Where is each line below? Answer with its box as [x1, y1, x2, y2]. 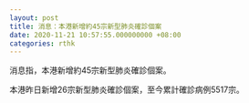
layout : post [9, 13, 59, 23]
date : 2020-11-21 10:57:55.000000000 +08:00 [9, 30, 182, 39]
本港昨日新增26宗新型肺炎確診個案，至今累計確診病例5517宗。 [9, 84, 244, 96]
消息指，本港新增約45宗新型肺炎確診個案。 [9, 65, 171, 76]
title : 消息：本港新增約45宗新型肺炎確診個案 [9, 22, 162, 31]
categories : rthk [9, 38, 76, 48]
